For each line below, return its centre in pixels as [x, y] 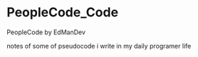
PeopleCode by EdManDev [46, 32]
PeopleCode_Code [63, 12]
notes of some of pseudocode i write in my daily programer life [99, 46]
